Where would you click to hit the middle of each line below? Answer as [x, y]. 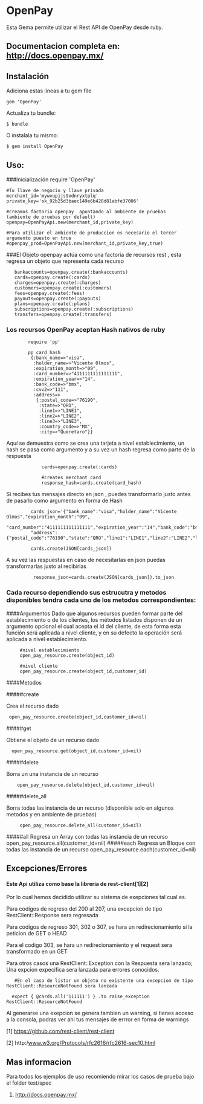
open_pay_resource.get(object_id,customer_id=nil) [77, 751]
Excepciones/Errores [47, 868]
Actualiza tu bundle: [31, 113]
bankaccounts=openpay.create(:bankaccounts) [71, 272]
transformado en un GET [37, 952]
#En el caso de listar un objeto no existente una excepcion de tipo [104, 981]
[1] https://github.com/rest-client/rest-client [60, 1031]
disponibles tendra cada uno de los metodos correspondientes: [101, 600]
